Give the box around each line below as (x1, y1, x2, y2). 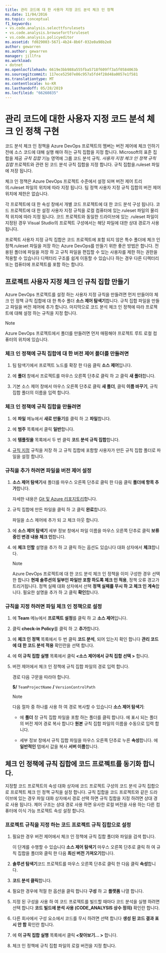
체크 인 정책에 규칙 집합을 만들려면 (5, 403, 82, 410)
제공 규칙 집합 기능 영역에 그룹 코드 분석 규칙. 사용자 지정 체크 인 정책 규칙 (14, 155, 157, 161)
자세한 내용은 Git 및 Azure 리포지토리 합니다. (12, 496, 98, 502)
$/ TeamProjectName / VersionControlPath (12, 684, 95, 690)
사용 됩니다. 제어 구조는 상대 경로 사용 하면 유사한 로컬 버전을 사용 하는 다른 (10, 802, 155, 808)
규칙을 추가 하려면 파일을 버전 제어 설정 (5, 467, 92, 474)
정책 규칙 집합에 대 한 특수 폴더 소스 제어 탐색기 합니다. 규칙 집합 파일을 (15, 298, 151, 304)
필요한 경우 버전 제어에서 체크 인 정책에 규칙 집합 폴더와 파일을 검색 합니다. (12, 833, 156, 839)
